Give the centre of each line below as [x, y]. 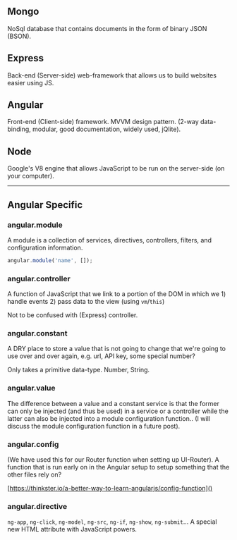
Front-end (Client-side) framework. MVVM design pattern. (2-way [103, 122]
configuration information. [45, 247]
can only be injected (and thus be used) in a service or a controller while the [118, 411]
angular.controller [39, 278]
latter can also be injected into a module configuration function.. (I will [109, 418]
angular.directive [37, 506]
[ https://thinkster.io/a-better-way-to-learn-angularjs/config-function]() [110, 488]
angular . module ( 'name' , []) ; [50, 260]
